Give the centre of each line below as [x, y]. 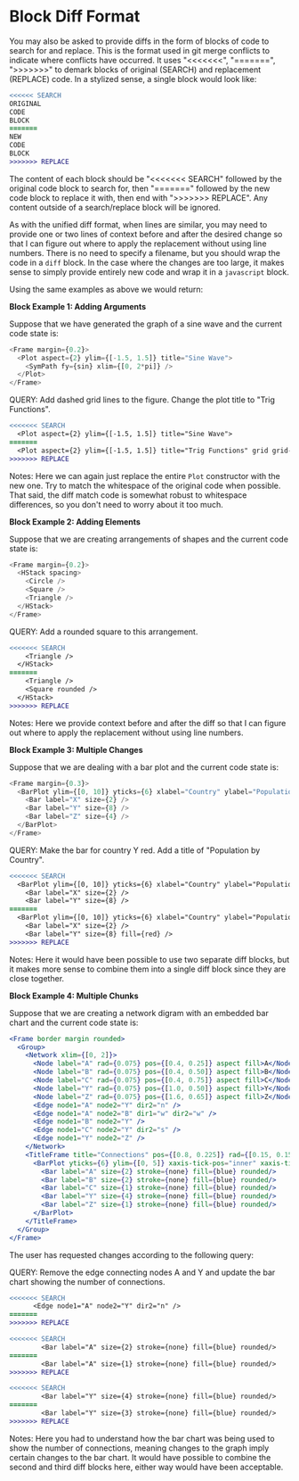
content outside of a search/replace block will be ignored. [115, 207]
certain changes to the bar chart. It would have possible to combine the [140, 1457]
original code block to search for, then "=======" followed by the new [140, 188]
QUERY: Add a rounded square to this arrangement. [104, 632]
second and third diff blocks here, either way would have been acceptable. [146, 1467]
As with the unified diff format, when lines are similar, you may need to [138, 224]
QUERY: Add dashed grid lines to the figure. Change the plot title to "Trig [142, 400]
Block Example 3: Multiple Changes [77, 749]
